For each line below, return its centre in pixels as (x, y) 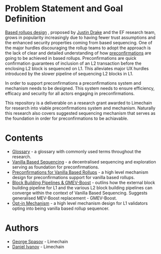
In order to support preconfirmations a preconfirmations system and (73, 83)
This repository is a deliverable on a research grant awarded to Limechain (79, 103)
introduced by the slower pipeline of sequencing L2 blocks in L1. (69, 73)
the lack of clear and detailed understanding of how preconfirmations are (78, 53)
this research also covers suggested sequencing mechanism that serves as (80, 113)
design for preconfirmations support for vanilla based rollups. (73, 177)
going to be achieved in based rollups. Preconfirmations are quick (71, 58)
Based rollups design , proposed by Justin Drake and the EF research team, (80, 32)
